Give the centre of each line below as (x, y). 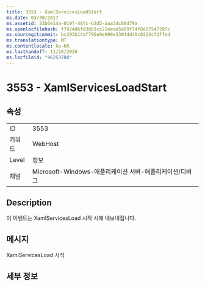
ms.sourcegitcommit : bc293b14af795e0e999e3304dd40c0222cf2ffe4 (88, 35)
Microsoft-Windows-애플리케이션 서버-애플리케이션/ (107, 172)
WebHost (46, 143)
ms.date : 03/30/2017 (33, 18)
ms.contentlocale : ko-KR (38, 46)
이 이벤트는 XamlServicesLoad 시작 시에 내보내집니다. (71, 218)
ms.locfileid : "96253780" (39, 57)
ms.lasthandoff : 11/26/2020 (42, 52)
